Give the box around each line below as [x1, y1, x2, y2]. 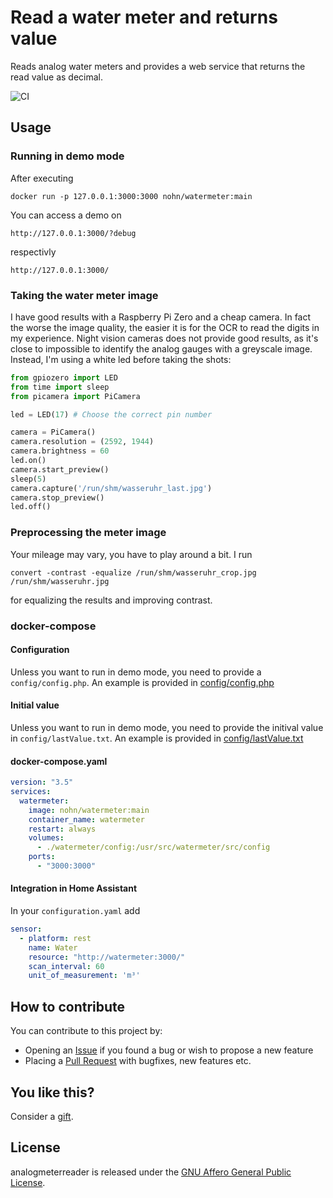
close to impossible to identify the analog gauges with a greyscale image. [10, 342, 313, 355]
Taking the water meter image [10, 288, 159, 302]
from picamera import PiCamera [10, 391, 141, 401]
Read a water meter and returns [10, 6, 278, 29]
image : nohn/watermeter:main [28, 805, 150, 815]
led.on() [10, 456, 47, 466]
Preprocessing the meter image [10, 526, 167, 540]
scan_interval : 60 [28, 961, 105, 971]
